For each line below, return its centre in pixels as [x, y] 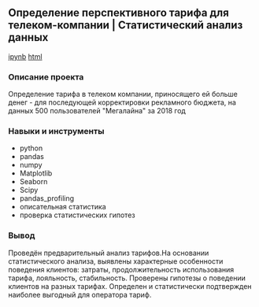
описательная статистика [63, 207]
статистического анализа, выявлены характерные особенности [116, 261]
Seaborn [33, 182]
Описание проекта [46, 76]
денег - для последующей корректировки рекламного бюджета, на [122, 102]
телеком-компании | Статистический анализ [126, 26]
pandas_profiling [47, 198]
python [31, 148]
